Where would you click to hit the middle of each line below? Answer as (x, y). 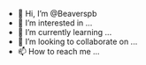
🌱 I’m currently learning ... (65, 32)
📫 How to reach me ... (58, 51)
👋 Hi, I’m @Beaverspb (57, 14)
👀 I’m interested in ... (55, 23)
